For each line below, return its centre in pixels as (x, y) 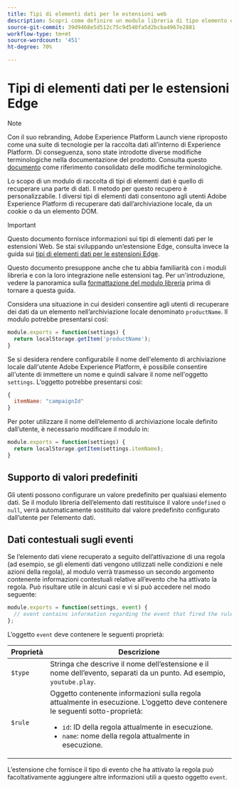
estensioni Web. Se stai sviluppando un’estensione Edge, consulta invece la (118, 246)
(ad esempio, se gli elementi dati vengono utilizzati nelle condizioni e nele (115, 564)
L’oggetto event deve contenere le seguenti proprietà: (86, 634)
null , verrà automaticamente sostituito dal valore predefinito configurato (114, 510)
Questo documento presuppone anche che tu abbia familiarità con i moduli (117, 267)
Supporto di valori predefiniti (73, 478)
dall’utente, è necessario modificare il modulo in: (78, 429)
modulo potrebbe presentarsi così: (58, 319)
